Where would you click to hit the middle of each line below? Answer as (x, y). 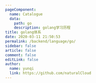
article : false (21, 50)
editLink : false (22, 60)
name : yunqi (22, 69)
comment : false (21, 55)
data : (15, 19)
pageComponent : (21, 10)
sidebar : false (21, 46)
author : (13, 64)
